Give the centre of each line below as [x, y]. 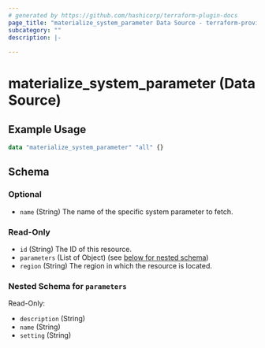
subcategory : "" [35, 30]
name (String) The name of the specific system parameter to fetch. [127, 211]
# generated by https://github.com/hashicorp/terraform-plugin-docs [123, 15]
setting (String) [45, 335]
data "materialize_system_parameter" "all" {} [86, 148]
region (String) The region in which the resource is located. [116, 265]
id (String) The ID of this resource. [76, 249]
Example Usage [47, 130]
